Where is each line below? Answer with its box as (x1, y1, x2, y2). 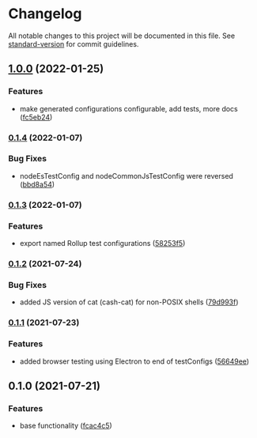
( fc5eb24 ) (19, 112, 53, 122)
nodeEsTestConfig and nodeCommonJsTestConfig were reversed (19, 171, 233, 180)
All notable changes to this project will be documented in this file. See (8, 31, 236, 40)
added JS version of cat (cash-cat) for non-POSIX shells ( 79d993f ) (19, 297, 239, 307)
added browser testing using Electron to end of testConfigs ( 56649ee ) (19, 357, 250, 366)
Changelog (8, 5, 82, 23)
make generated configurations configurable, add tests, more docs (19, 104, 239, 113)
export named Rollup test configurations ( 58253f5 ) (19, 239, 186, 248)
